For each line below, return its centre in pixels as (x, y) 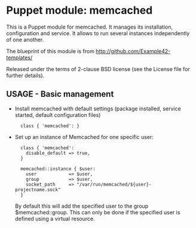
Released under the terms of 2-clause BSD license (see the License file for (98, 69)
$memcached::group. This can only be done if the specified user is (97, 212)
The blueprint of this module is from (50, 51)
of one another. (25, 39)
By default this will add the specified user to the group (82, 206)
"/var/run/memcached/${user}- (114, 184)
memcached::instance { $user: (58, 169)
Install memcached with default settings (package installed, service (98, 109)
